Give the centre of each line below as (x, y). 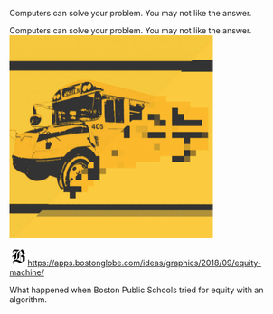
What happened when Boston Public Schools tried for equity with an (136, 290)
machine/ (27, 272)
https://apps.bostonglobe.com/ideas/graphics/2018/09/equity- (145, 263)
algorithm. (28, 300)
